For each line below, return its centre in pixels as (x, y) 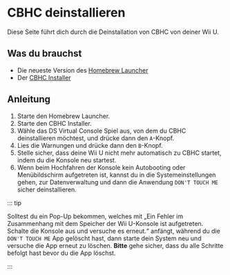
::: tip (15, 202)
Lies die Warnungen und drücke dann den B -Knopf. (90, 145)
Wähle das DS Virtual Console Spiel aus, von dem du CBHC (102, 131)
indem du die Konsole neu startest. (67, 160)
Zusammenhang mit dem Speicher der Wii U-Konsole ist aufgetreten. (105, 223)
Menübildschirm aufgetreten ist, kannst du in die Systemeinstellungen (116, 175)
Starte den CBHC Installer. (54, 123)
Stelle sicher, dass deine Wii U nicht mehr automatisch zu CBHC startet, (119, 153)
